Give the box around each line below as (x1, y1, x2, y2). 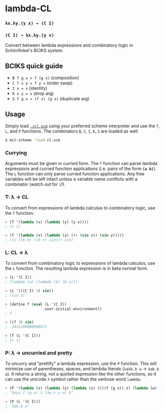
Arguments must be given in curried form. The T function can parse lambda (5, 161, 158, 166)
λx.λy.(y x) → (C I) (5, 21, 55, 26)
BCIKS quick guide (5, 62, 63, 70)
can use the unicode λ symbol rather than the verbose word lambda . (5, 376, 141, 382)
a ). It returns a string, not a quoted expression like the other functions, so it (5, 371, 156, 377)
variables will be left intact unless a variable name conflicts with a (5, 176, 137, 182)
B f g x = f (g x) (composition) (12, 75, 80, 81)
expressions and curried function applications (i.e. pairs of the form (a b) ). (5, 165, 157, 172)
